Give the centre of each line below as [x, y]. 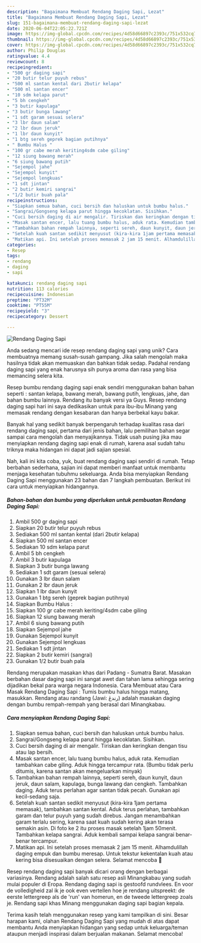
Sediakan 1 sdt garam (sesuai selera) [61, 572]
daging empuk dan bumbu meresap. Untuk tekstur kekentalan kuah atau [104, 853]
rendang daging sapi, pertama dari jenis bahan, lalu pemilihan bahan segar [98, 430]
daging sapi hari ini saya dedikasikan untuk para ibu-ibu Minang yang [92, 406]
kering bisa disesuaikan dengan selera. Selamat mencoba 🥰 [89, 859]
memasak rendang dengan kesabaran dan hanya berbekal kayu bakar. [93, 412]
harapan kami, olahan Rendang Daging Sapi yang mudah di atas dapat [93, 921]
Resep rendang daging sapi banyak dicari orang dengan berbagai [87, 871]
